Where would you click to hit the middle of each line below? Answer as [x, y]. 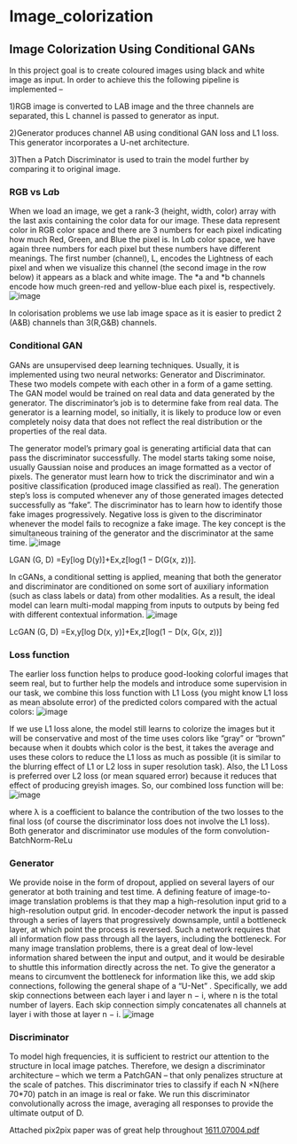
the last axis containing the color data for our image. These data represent [145, 221]
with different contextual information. [77, 615]
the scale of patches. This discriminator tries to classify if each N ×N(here [144, 1085]
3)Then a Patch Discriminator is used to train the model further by [129, 160]
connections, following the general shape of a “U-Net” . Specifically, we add [148, 986]
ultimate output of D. [47, 1113]
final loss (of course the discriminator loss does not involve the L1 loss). [140, 821]
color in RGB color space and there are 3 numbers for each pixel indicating [145, 230]
